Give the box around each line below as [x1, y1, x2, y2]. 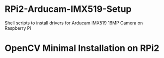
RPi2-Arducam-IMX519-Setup [4, 3, 132, 15]
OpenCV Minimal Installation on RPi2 [4, 43, 160, 54]
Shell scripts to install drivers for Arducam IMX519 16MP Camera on [4, 20, 143, 26]
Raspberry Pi [4, 25, 31, 31]
